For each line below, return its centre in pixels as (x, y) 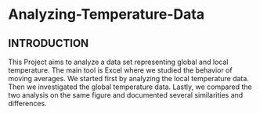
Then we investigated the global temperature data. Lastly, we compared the (130, 87)
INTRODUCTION (49, 43)
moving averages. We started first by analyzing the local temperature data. (128, 78)
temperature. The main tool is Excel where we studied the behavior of (120, 70)
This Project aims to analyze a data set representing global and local (118, 62)
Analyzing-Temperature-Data (107, 14)
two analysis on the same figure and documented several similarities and (126, 95)
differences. (27, 103)
